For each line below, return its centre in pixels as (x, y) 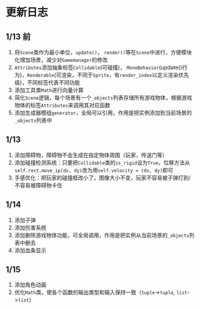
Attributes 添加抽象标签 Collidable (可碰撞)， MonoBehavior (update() (98, 67)
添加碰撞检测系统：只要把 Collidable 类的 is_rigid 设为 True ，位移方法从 (102, 162)
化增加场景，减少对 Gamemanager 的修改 (61, 60)
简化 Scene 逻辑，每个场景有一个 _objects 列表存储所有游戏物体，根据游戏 (103, 98)
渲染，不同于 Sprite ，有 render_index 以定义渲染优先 (125, 75)
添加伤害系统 (30, 227)
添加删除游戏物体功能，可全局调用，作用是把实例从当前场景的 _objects (102, 235)
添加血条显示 (30, 250)
